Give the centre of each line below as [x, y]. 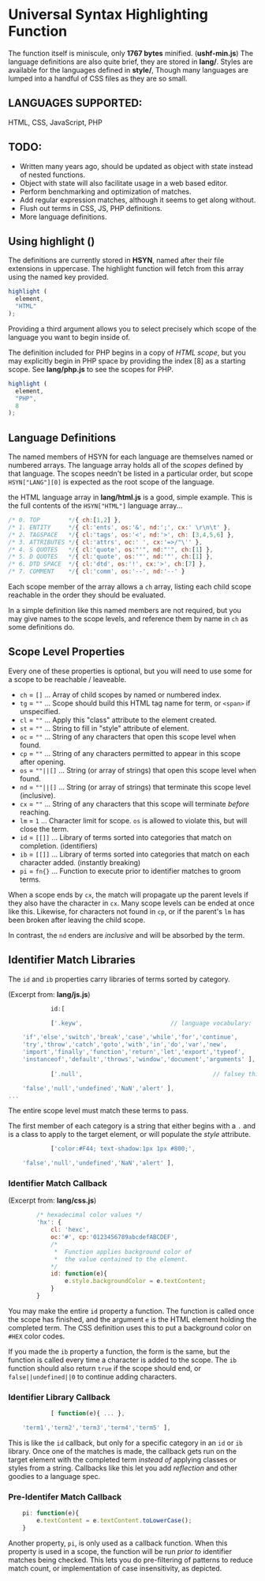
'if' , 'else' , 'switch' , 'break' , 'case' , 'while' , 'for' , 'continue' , [130, 1037]
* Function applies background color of [123, 1252]
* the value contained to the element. [121, 1259]
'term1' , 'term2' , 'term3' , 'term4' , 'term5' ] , [97, 1428]
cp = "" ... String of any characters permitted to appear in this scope [130, 753]
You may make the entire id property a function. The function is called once [131, 1311]
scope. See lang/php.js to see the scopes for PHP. [91, 369]
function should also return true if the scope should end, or [105, 1368]
